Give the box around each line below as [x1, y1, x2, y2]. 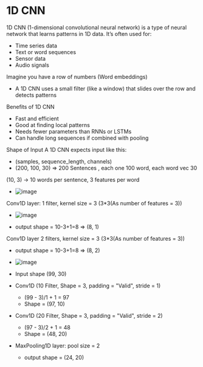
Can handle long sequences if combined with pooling [15, 134, 149, 142]
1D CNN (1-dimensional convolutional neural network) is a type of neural [6, 24, 187, 31]
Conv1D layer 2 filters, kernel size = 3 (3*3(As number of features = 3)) [6, 235, 185, 242]
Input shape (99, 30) [15, 270, 67, 277]
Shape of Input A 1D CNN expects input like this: [6, 146, 127, 153]
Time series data [15, 42, 58, 49]
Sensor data [15, 55, 46, 62]
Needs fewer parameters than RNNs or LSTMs [15, 128, 132, 135]
